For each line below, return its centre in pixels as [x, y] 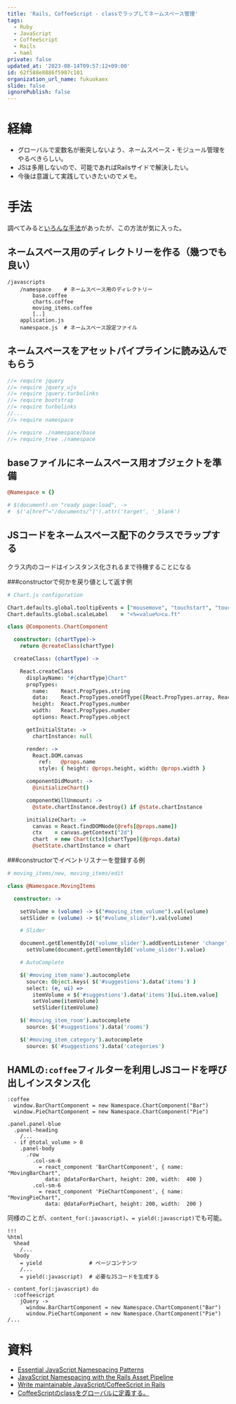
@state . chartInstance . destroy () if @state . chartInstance [117, 807]
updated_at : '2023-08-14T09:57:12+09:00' [69, 66]
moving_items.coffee [63, 308]
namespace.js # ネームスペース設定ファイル [79, 327]
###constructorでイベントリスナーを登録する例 [76, 860]
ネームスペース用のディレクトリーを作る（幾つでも [117, 252]
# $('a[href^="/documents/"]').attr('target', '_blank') [94, 512]
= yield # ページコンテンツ [79, 1264]
